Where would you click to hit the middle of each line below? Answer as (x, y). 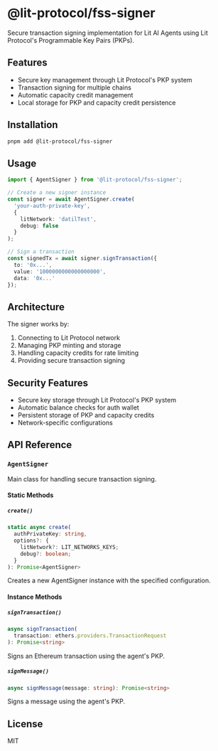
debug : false (39, 225)
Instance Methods (35, 597)
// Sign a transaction (41, 252)
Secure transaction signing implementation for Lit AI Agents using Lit (108, 33)
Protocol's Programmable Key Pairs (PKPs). (71, 40)
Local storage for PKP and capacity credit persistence (97, 102)
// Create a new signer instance (57, 193)
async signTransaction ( (43, 629)
